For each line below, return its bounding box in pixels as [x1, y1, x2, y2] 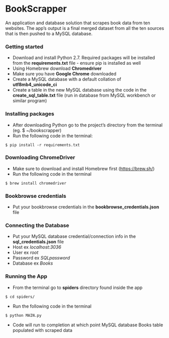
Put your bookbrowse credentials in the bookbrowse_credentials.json [12, 204, 159, 210]
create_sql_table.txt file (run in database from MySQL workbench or [12, 92, 156, 99]
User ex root [12, 249, 39, 256]
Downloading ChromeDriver [5, 154, 76, 161]
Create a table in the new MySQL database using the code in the [12, 87, 147, 93]
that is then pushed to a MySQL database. [5, 30, 93, 36]
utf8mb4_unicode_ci [12, 81, 57, 88]
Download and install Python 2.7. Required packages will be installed [12, 55, 155, 61]
